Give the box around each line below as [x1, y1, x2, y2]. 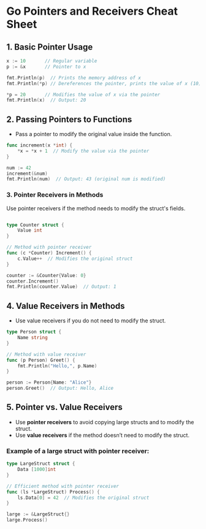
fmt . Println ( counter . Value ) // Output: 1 [6, 284, 116, 290]
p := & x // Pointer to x [6, 63, 86, 70]
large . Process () [6, 517, 48, 523]
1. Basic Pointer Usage [6, 42, 93, 52]
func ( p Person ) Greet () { [6, 357, 75, 363]
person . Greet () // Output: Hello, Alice [6, 385, 114, 392]
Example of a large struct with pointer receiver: [6, 446, 150, 455]
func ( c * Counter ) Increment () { [6, 250, 92, 256]
